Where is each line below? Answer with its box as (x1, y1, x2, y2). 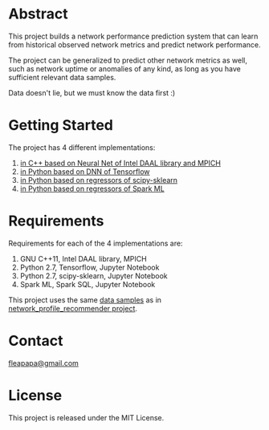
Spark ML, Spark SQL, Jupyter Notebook (19, 279, 156, 289)
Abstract (8, 5, 68, 23)
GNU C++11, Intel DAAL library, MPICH (19, 254, 147, 263)
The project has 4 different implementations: (8, 142, 156, 152)
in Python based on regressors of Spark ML (19, 184, 165, 193)
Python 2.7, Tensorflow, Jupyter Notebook (19, 262, 160, 272)
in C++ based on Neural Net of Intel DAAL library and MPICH (19, 158, 221, 168)
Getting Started (8, 116, 114, 135)
